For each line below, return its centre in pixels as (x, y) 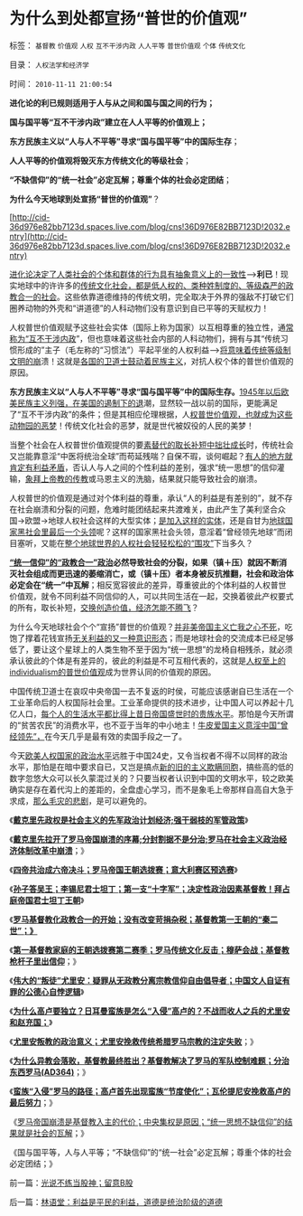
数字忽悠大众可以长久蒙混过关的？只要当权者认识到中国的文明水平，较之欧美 (151, 778)
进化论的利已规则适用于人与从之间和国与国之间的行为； (112, 103)
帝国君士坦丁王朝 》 (50, 900)
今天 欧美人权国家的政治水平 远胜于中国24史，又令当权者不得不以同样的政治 (149, 755)
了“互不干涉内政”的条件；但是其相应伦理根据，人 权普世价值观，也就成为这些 (151, 414)
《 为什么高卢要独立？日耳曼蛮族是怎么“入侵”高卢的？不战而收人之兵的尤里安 (150, 1011)
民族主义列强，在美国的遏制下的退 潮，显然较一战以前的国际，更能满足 (147, 402)
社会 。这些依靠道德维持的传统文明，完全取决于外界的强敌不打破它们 (167, 297)
